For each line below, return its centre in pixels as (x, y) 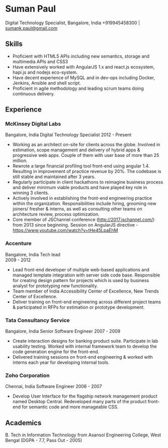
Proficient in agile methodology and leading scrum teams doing (78, 88)
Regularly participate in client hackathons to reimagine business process (88, 182)
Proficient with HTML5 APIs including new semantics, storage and (81, 56)
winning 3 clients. (31, 193)
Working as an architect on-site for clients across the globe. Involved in (86, 145)
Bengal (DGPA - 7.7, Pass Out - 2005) (44, 440)
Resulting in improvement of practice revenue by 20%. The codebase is (87, 172)
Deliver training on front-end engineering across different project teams (87, 302)
